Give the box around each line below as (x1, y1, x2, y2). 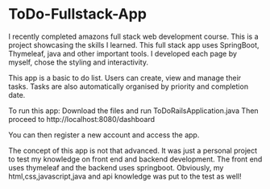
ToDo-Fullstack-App (8, 5, 147, 23)
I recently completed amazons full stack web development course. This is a (8, 31, 260, 41)
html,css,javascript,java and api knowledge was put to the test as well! (8, 171, 242, 181)
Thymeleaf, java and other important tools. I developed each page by (8, 48, 238, 58)
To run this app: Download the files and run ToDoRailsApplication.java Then (8, 106, 260, 115)
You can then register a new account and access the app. (8, 130, 200, 140)
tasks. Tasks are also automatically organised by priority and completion (8, 82, 248, 91)
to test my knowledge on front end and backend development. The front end (8, 154, 263, 164)
